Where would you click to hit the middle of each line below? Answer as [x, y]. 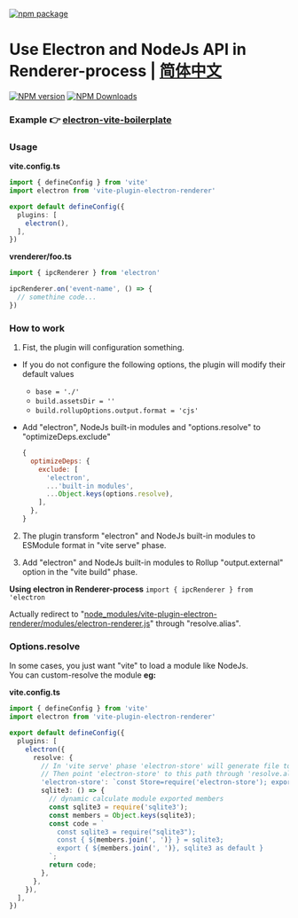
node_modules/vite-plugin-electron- [150, 614]
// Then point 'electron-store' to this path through [142, 774]
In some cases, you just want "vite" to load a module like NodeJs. [129, 666]
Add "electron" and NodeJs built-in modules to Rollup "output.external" [153, 562]
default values [48, 374]
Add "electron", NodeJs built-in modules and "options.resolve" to [141, 428]
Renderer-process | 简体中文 [116, 71]
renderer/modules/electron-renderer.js [80, 623]
